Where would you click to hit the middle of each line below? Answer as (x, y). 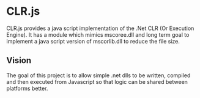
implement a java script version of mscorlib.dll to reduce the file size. (93, 41)
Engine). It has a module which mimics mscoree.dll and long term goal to (98, 34)
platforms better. (27, 88)
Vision (19, 60)
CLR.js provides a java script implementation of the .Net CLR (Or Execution (100, 28)
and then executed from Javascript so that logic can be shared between (97, 81)
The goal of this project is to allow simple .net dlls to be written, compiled (98, 75)
